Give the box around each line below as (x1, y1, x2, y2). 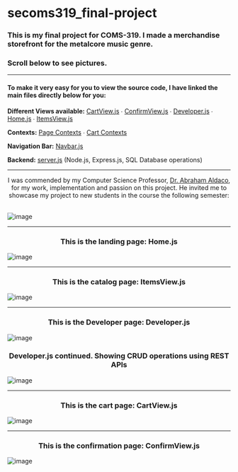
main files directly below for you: (7, 91, 106, 99)
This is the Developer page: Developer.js (47, 318, 191, 327)
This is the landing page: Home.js (59, 236, 178, 246)
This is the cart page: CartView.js (60, 400, 178, 410)
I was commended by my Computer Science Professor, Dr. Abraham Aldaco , (7, 176, 231, 184)
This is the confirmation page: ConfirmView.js (38, 441, 200, 451)
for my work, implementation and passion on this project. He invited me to (11, 183, 227, 192)
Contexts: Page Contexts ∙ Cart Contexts (7, 128, 127, 136)
